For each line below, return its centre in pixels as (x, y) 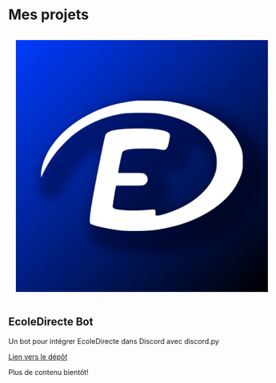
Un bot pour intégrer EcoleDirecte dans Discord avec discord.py (114, 341)
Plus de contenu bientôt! (49, 372)
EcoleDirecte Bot (51, 322)
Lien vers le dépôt (38, 357)
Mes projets (49, 15)
